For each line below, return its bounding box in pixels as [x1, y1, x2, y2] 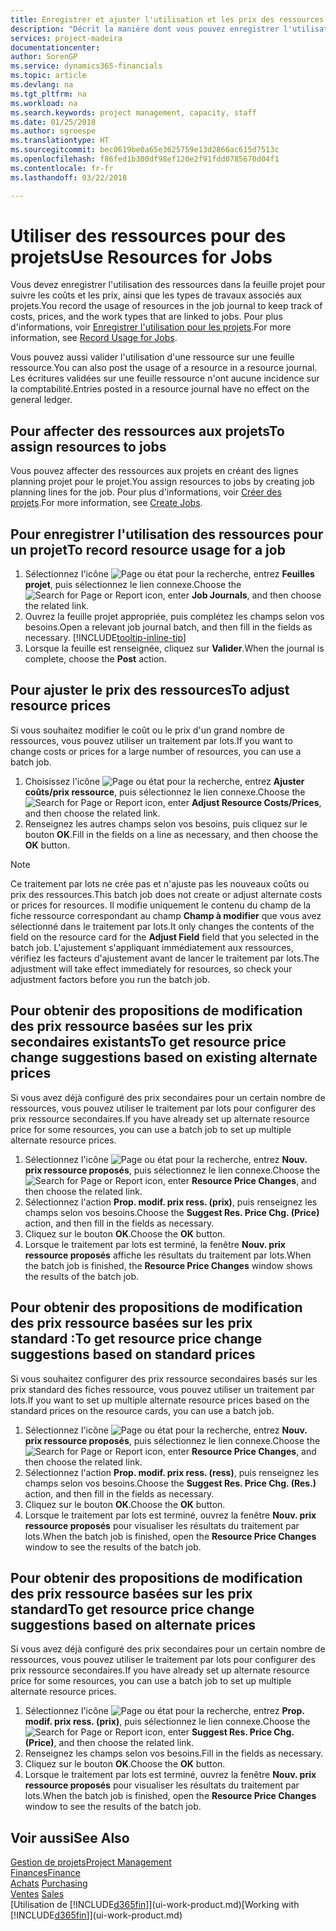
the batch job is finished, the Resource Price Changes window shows [24, 1259, 313, 1271]
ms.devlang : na [10, 80, 74, 90]
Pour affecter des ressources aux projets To [10, 422, 285, 440]
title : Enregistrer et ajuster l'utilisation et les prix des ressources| [10, 14, 329, 25]
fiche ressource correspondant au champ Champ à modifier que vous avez [10, 909, 322, 921]
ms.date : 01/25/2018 [10, 117, 97, 127]
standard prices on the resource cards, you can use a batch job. [10, 1404, 275, 1416]
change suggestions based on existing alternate [10, 1049, 318, 1066]
